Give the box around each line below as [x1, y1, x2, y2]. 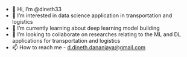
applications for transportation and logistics [11, 37, 121, 44]
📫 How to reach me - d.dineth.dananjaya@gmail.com [11, 44, 146, 50]
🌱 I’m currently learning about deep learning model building [11, 24, 160, 31]
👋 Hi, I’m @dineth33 [11, 6, 62, 12]
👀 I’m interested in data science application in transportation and [11, 12, 173, 19]
